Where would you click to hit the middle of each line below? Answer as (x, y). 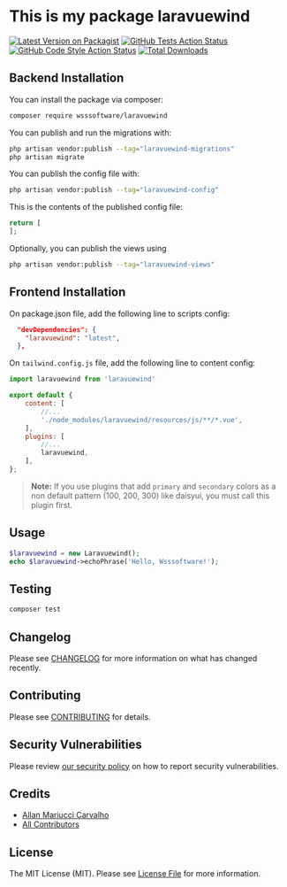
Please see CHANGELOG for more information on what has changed (133, 658)
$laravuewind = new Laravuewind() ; (75, 553)
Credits (30, 794)
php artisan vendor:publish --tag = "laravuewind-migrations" (122, 149)
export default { (41, 396)
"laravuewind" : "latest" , (73, 338)
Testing (30, 589)
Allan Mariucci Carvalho (65, 815)
